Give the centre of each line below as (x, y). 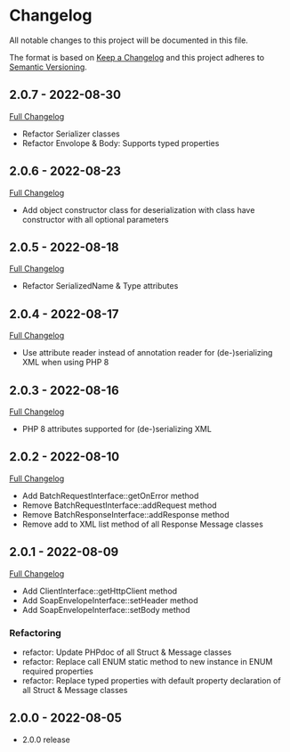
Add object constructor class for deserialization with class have (138, 209)
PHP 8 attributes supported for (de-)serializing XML (117, 429)
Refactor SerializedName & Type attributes (100, 286)
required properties (57, 671)
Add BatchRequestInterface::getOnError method (110, 495)
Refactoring (36, 633)
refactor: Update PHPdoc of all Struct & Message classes (127, 652)
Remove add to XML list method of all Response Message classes (143, 524)
